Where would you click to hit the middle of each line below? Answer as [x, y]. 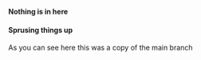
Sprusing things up [41, 30]
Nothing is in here [38, 12]
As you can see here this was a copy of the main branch [100, 48]
